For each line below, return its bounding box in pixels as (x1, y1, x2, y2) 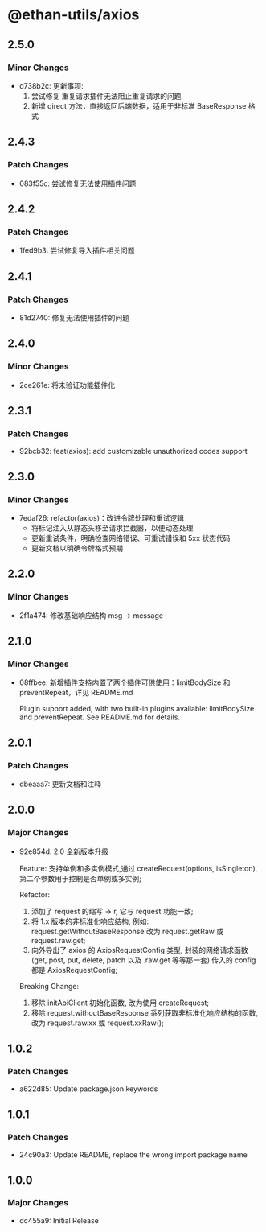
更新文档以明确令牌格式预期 (31, 543, 124, 553)
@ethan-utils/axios (7, 6, 140, 24)
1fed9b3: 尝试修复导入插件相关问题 (18, 245, 135, 255)
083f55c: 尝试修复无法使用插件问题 (18, 179, 137, 188)
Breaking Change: (18, 981, 80, 991)
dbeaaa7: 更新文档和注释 (18, 779, 102, 789)
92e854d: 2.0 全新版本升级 (18, 847, 109, 856)
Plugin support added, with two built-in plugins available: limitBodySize (18, 704, 255, 714)
